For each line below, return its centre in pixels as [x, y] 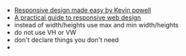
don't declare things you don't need [66, 40]
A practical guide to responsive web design [77, 17]
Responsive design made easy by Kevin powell [82, 10]
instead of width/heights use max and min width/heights [96, 25]
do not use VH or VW [45, 32]
